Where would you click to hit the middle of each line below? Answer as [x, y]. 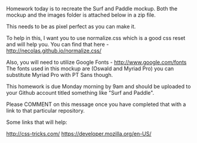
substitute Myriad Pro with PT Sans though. [60, 75]
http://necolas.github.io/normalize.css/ [54, 51]
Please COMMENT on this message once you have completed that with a [96, 104]
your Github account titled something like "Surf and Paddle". [80, 93]
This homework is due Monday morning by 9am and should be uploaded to [98, 86]
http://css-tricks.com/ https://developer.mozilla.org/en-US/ [79, 134]
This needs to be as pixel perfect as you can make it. [71, 27]
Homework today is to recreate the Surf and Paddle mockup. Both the [92, 9]
